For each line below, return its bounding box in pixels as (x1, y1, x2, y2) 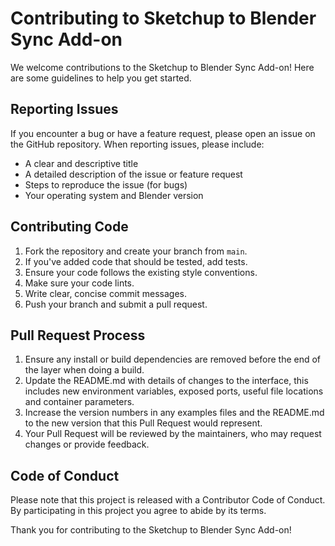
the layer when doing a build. (24, 364, 145, 376)
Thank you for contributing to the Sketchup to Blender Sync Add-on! (10, 524, 292, 536)
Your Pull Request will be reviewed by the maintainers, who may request (24, 428, 322, 440)
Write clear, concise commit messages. (24, 287, 187, 299)
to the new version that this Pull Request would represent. (24, 417, 263, 429)
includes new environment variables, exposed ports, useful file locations (24, 385, 324, 397)
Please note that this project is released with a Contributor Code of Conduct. (10, 494, 326, 506)
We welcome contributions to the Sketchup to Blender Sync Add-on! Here (10, 61, 315, 73)
